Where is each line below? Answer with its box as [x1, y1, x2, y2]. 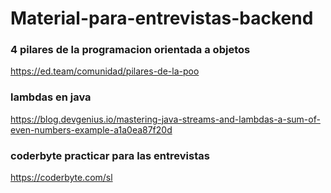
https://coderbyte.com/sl [10, 172, 113, 184]
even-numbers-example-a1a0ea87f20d [10, 123, 173, 136]
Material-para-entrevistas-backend [10, 7, 314, 30]
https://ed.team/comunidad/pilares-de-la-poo [10, 65, 200, 77]
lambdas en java [10, 90, 92, 104]
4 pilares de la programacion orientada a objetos [10, 43, 251, 57]
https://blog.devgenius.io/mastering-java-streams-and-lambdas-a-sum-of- [10, 113, 321, 125]
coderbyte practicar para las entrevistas [10, 148, 210, 162]
